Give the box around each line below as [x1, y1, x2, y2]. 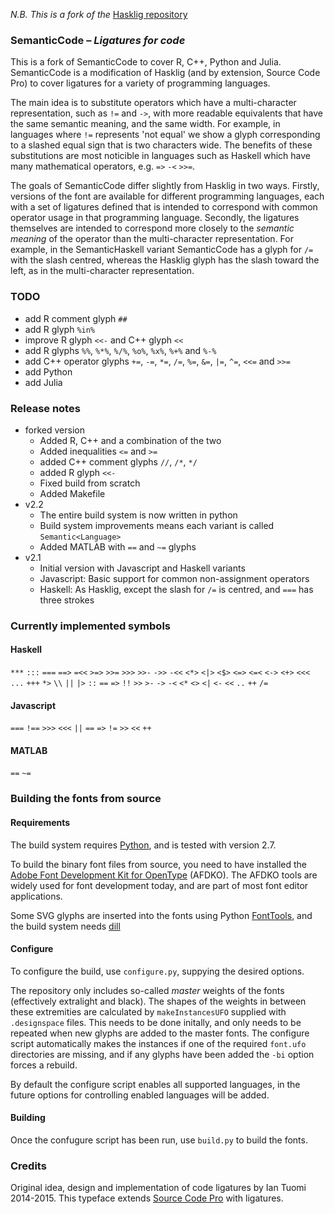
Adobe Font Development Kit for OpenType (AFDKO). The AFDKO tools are [10, 869, 318, 881]
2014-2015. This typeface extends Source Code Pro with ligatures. [10, 1192, 284, 1204]
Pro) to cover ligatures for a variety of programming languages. [10, 77, 271, 89]
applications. [10, 890, 63, 902]
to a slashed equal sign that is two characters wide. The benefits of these [10, 139, 313, 151]
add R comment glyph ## [24, 312, 128, 324]
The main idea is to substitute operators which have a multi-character [10, 97, 297, 109]
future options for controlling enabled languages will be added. [10, 1089, 270, 1101]
